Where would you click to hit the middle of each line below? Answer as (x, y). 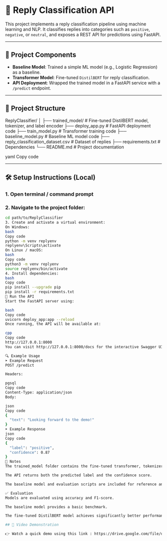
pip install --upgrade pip (33, 287)
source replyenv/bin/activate (37, 269)
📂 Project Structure (35, 108)
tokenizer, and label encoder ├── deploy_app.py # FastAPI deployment (78, 126)
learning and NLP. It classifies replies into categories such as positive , (78, 29)
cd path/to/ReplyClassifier (34, 218)
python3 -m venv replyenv (32, 264)
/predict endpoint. (32, 88)
